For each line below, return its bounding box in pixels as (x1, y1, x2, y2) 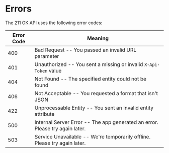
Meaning (87, 35, 109, 42)
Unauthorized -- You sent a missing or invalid (34, 61, 143, 68)
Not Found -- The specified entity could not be (34, 75, 147, 82)
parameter (34, 52, 59, 59)
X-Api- (144, 61, 160, 67)
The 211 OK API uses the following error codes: (5, 20, 103, 26)
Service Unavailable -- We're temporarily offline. (34, 133, 151, 140)
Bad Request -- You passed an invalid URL (34, 46, 137, 53)
